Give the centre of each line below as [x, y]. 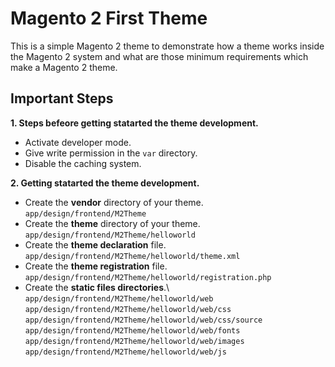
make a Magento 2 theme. [64, 67]
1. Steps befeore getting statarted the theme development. [134, 123]
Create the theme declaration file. [95, 244]
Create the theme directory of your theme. [112, 223]
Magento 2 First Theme [109, 18]
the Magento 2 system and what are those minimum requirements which [159, 56]
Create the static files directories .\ [97, 287]
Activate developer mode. [78, 142]
